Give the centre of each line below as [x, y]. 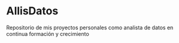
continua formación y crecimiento [48, 33]
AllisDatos [32, 11]
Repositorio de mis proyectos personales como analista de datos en [90, 27]
